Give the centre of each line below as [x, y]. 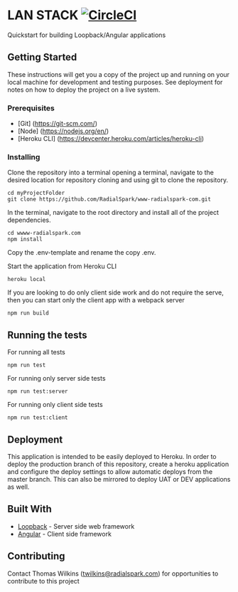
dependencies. [29, 220]
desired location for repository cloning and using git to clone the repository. [118, 180]
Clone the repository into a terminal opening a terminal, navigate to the [111, 173]
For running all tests [36, 352]
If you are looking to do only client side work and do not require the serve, [115, 292]
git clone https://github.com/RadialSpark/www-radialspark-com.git [109, 199]
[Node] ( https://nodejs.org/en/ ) [63, 131]
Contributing [36, 556]
